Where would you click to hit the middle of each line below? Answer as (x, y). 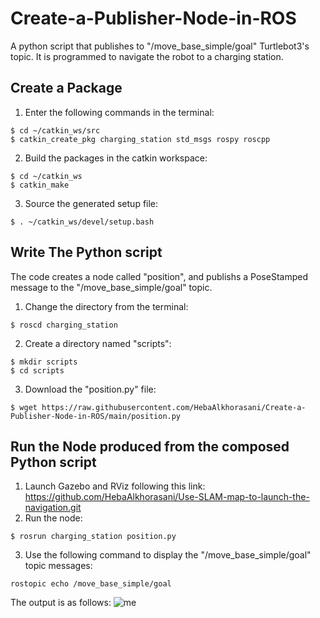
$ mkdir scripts (44, 362)
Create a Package (66, 88)
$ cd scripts (37, 370)
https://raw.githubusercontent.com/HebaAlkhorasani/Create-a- (174, 407)
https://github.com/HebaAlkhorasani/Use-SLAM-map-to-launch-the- (167, 497)
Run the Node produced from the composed (150, 446)
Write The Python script (86, 252)
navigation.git (53, 508)
